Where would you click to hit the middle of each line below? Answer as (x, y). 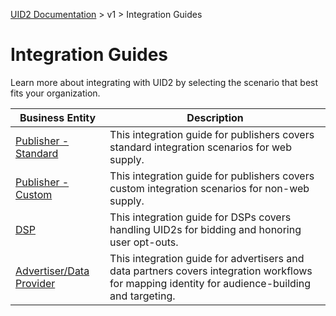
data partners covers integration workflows (211, 271)
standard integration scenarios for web (200, 147)
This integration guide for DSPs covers (200, 217)
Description (215, 117)
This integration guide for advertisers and (207, 258)
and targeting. (142, 296)
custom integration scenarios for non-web (209, 188)
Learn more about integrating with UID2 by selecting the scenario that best (164, 82)
